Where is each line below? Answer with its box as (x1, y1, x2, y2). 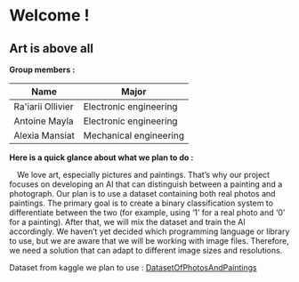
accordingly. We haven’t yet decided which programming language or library (9, 226, 290, 237)
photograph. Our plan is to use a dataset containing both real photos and (9, 189, 276, 198)
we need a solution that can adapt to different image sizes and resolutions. (9, 246, 283, 255)
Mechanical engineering (83, 130, 185, 141)
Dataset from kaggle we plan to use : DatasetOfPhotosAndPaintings (9, 262, 257, 272)
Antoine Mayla (13, 115, 74, 127)
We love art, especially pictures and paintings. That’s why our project (17, 170, 270, 180)
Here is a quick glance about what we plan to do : (9, 152, 194, 163)
